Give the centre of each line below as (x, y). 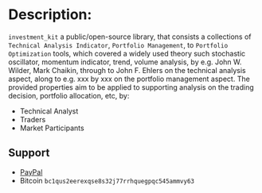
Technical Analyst (49, 111)
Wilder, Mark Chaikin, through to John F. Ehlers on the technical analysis (127, 70)
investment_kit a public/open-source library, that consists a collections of (130, 37)
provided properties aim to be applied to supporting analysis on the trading (131, 87)
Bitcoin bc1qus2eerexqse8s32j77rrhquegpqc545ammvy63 (107, 180)
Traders (33, 119)
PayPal (31, 172)
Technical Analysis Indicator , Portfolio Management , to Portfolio (118, 44)
